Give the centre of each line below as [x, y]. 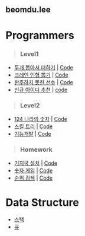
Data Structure [42, 202]
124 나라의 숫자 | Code [41, 119]
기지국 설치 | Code [36, 163]
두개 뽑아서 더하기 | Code [43, 67]
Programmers [40, 35]
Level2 [30, 105]
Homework [36, 149]
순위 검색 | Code [33, 178]
